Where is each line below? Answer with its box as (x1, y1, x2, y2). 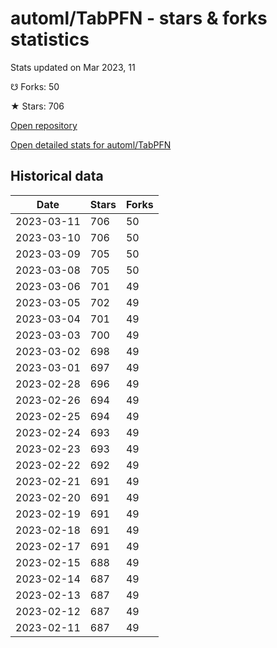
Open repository (10, 119, 78, 131)
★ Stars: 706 (10, 100, 65, 112)
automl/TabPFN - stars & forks (10, 7, 268, 30)
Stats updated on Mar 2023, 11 (10, 61, 136, 73)
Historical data (10, 168, 104, 185)
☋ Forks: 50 (10, 80, 60, 92)
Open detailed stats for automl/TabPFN (10, 138, 172, 151)
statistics (10, 28, 90, 51)
